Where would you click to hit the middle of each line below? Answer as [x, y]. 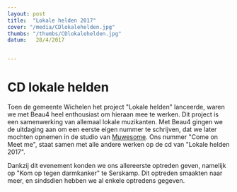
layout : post [27, 14]
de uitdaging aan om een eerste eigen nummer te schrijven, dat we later [112, 130]
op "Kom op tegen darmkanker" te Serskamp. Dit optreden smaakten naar [115, 173]
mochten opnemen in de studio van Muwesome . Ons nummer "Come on [112, 137]
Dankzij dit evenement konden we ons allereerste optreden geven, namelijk [117, 166]
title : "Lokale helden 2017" [52, 20]
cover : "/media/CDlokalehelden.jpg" [61, 27]
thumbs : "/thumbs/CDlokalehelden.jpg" [64, 34]
